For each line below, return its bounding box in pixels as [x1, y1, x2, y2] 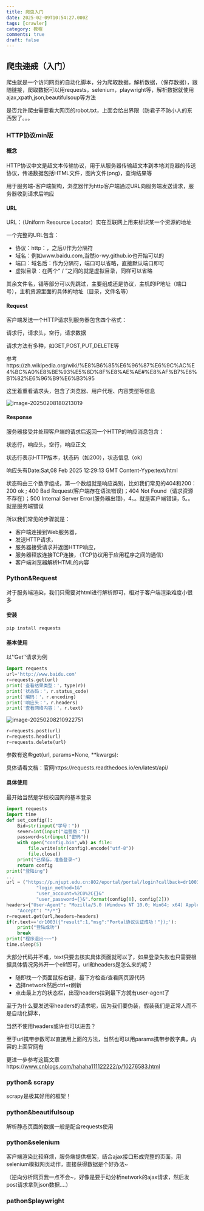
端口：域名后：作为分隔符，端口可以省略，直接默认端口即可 [15, 260, 165, 267]
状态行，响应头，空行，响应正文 [6, 440, 86, 448]
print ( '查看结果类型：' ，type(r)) [6, 682, 86, 689]
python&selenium [6, 1138, 60, 1147]
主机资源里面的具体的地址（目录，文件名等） [19, 288, 132, 295]
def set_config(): [6, 817, 53, 823]
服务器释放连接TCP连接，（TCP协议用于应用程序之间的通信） [15, 551, 167, 558]
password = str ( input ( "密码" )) [17, 834, 89, 840]
